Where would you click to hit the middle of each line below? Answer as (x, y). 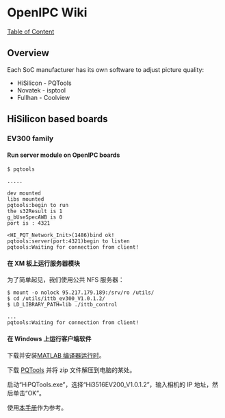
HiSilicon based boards (57, 119)
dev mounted (24, 193)
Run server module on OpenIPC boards (64, 155)
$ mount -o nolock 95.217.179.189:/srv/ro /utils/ (81, 293)
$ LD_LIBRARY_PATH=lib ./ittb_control (62, 305)
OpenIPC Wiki (47, 13)
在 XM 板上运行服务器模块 (44, 263)
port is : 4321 (29, 223)
